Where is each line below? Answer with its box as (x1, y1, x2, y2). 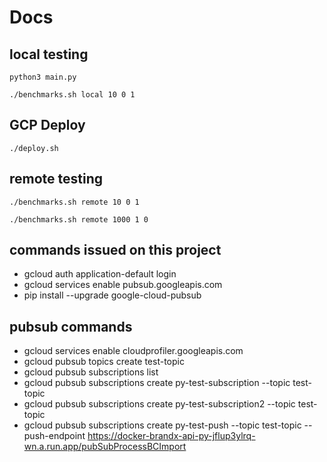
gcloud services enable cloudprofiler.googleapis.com (23, 345, 244, 357)
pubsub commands (9, 318, 133, 335)
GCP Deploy (9, 117, 86, 134)
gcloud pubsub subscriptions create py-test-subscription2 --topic (23, 398, 296, 410)
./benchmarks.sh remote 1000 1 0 (9, 214, 149, 225)
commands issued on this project (9, 242, 222, 259)
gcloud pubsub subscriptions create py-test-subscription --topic (23, 377, 291, 389)
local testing (9, 46, 89, 63)
